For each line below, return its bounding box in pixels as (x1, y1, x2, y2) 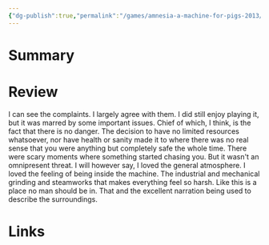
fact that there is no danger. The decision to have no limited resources (8, 126, 240, 136)
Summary (8, 46, 74, 64)
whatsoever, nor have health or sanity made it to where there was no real (8, 135, 249, 144)
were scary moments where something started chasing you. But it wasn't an (8, 151, 259, 161)
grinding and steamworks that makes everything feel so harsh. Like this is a (8, 177, 258, 187)
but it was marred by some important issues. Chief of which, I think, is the (8, 118, 251, 127)
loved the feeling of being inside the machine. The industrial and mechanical (8, 169, 260, 179)
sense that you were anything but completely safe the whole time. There (8, 143, 247, 153)
